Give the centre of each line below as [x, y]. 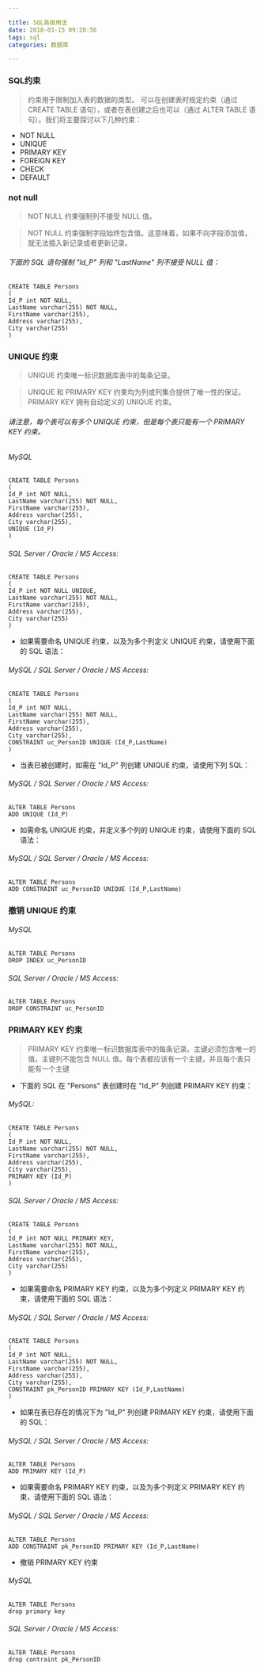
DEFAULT [35, 177]
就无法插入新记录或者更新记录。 [79, 243]
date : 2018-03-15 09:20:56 [53, 30]
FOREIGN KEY [43, 160]
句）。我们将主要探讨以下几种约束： [85, 119]
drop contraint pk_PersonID [55, 1660]
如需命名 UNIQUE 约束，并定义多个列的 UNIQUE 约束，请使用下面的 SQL [138, 830]
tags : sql [25, 37]
